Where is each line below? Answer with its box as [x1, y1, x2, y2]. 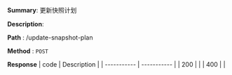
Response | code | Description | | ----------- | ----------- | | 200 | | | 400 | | [7, 60, 226, 68]
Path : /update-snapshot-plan [7, 33, 93, 42]
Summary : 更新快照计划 [7, 6, 77, 14]
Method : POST [7, 47, 49, 55]
